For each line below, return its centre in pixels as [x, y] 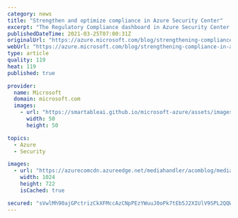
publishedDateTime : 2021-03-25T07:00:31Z [69, 34]
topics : [19, 138]
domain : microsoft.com [47, 99]
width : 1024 [38, 178]
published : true [31, 73]
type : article [28, 54]
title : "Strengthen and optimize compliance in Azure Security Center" [115, 21]
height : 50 [42, 125]
